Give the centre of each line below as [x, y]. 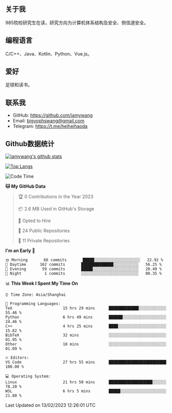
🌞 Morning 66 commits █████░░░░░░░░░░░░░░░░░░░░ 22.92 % [84, 260]
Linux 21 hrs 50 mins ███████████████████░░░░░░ [86, 382]
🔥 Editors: [17, 358]
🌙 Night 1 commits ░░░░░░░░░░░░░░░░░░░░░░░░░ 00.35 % [83, 274]
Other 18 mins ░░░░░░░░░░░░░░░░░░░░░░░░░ [86, 344]
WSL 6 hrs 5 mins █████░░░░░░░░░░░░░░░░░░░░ [86, 391]
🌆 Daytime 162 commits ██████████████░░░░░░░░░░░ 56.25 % [83, 265]
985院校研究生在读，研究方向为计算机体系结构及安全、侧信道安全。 [77, 23]
